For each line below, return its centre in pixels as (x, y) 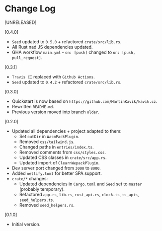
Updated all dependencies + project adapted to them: (67, 131)
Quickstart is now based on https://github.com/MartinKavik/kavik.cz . (84, 101)
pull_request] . (27, 57)
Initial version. (26, 224)
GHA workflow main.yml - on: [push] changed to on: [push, (74, 52)
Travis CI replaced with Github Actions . (53, 77)
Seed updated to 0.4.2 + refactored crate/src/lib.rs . (67, 82)
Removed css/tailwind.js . (47, 142)
